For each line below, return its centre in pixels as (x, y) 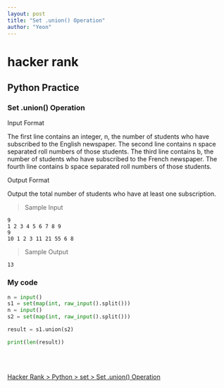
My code (23, 282)
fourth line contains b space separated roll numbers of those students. (110, 167)
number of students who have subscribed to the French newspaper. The (112, 159)
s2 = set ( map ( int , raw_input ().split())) (69, 317)
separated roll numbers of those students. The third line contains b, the (111, 151)
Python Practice (43, 88)
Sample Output (46, 252)
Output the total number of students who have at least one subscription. (112, 194)
